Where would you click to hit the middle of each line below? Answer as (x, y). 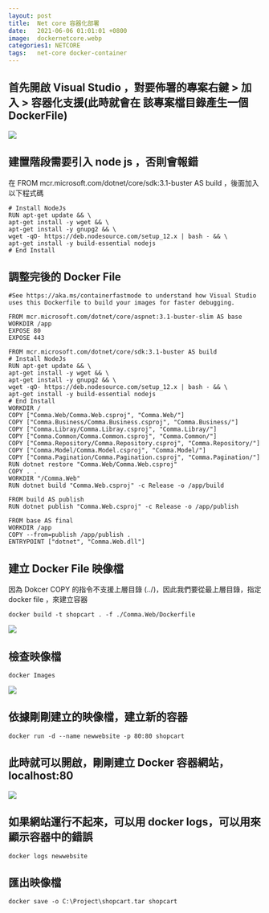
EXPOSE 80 (25, 331)
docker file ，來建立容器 (48, 600)
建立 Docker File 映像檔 (66, 569)
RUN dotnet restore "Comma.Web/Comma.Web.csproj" (93, 465)
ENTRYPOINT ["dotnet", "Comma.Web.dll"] (77, 542)
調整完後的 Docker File (65, 277)
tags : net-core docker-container (68, 53)
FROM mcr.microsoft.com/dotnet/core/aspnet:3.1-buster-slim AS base (125, 317)
